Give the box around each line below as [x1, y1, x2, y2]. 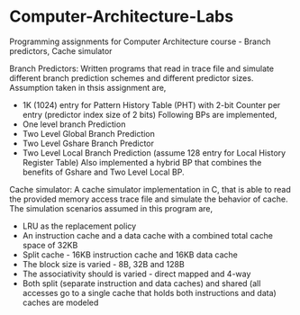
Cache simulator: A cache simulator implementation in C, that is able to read [9, 184, 291, 194]
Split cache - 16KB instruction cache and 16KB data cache [22, 249, 239, 260]
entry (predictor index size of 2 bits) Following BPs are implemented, [22, 109, 277, 120]
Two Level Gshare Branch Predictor [22, 138, 155, 148]
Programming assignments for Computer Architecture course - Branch [9, 36, 271, 47]
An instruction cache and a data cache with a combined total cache [22, 229, 273, 240]
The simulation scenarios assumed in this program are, [9, 202, 214, 213]
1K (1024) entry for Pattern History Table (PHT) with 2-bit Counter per [22, 99, 281, 110]
